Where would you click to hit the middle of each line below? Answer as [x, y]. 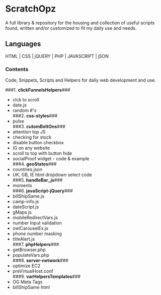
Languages [23, 44]
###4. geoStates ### [34, 164]
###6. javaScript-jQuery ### [43, 191]
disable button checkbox [38, 143]
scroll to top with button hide [42, 153]
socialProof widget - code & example [51, 159]
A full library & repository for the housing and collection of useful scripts [80, 23]
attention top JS [29, 132]
